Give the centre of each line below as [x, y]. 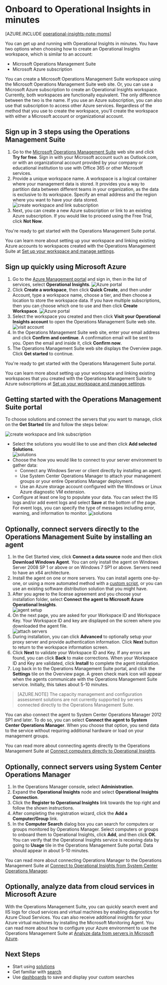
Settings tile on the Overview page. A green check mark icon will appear [87, 674]
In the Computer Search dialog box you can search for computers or [83, 824]
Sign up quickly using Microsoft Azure [66, 267]
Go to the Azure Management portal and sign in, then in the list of [80, 279]
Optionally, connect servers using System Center [83, 767]
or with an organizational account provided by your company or [78, 162]
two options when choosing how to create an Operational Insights [73, 49]
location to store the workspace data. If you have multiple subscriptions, [86, 300]
